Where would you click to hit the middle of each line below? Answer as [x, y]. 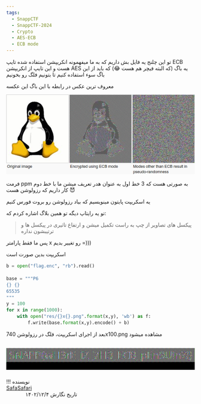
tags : [13, 13]
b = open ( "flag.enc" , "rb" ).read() [51, 266]
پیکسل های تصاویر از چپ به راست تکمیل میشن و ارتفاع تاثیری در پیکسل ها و [106, 225]
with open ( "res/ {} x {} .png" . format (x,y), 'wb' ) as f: [84, 317]
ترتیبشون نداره [37, 231]
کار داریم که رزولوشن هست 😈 [41, 190]
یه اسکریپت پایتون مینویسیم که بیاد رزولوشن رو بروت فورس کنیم [78, 202]
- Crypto [22, 32]
